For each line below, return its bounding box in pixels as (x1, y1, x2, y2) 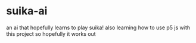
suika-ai (6, 4, 48, 18)
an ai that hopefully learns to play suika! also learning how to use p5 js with (6, 24, 191, 31)
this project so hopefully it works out (6, 30, 97, 37)
